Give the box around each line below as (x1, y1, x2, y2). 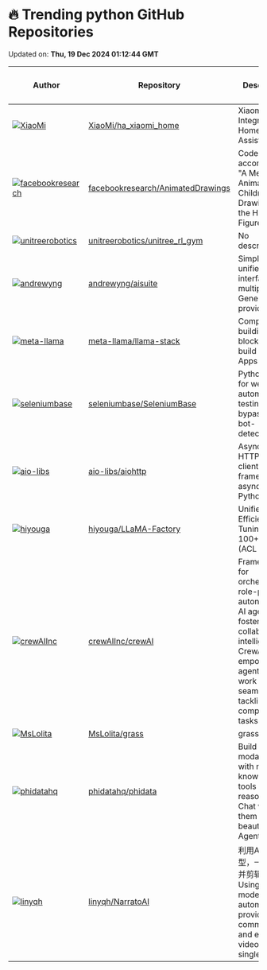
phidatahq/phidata (88, 786, 157, 797)
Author (33, 80, 60, 91)
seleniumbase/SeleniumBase (88, 398, 197, 409)
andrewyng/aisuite (88, 277, 158, 289)
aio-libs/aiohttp (88, 465, 147, 476)
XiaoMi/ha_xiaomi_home (88, 119, 180, 130)
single (238, 949, 261, 960)
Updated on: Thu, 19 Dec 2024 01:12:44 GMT (8, 49, 159, 59)
